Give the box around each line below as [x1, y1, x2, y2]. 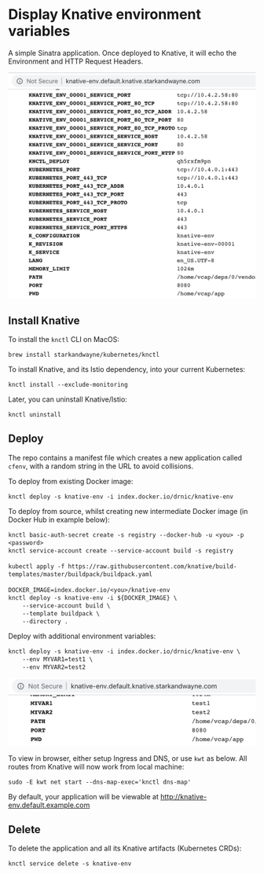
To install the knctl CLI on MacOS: [8, 334, 119, 343]
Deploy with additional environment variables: [8, 631, 156, 641]
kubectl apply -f [8, 562, 65, 571]
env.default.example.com [8, 800, 90, 810]
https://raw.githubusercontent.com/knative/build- [68, 562, 237, 571]
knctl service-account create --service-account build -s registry [8, 546, 234, 555]
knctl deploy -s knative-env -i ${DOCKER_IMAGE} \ [8, 593, 178, 602]
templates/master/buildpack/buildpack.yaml [8, 570, 153, 578]
